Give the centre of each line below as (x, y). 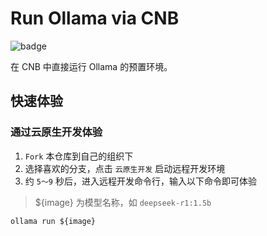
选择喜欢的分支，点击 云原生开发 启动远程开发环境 (125, 168)
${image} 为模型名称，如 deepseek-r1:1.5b (123, 202)
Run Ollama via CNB (95, 18)
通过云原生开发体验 (56, 132)
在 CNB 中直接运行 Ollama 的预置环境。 (91, 66)
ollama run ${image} (53, 221)
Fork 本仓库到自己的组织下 (79, 156)
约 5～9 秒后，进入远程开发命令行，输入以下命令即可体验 (140, 181)
